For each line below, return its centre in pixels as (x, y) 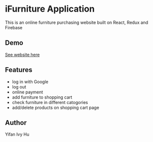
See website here (23, 54)
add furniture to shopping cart (42, 97)
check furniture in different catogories (50, 102)
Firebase (14, 27)
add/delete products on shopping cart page (55, 107)
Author (16, 123)
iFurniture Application (50, 9)
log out (19, 87)
